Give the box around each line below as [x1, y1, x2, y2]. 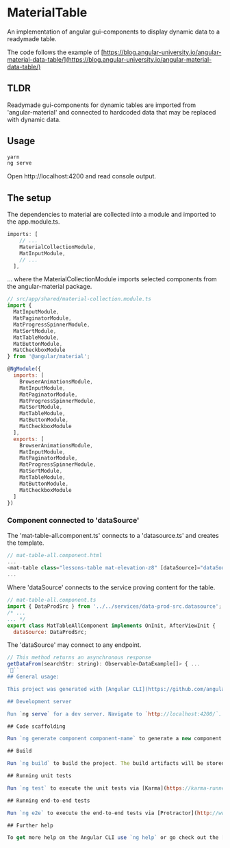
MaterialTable [7, 5, 88, 21]
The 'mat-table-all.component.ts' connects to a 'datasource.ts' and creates [7, 531, 219, 539]
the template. [7, 539, 44, 547]
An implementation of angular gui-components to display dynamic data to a [7, 27, 220, 36]
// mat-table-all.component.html [7, 552, 103, 558]
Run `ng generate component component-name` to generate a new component [7, 735, 222, 742]
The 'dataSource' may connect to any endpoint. [7, 641, 142, 649]
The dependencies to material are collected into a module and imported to [7, 211, 216, 219]
